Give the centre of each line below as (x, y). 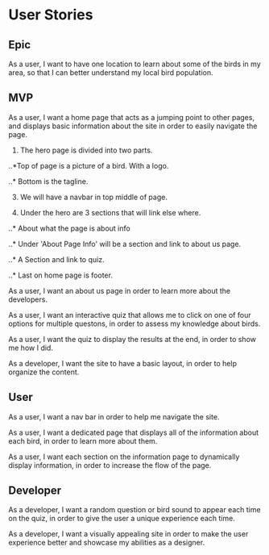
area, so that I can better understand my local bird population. (111, 73)
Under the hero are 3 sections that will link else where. (110, 212)
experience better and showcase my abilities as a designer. (107, 543)
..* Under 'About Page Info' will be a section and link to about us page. (125, 244)
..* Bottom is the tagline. (48, 181)
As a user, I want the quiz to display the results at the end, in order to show (132, 339)
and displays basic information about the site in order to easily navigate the (133, 126)
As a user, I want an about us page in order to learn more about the (120, 290)
